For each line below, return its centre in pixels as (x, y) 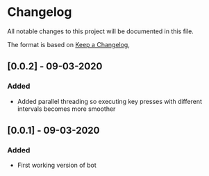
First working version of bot (57, 165)
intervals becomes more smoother (66, 109)
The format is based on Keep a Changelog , (68, 44)
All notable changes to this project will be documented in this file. (101, 31)
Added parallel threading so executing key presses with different (110, 101)
